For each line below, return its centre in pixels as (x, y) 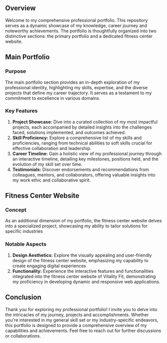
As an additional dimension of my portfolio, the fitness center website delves (83, 221)
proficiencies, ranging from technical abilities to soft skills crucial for (82, 143)
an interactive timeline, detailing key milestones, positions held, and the (85, 159)
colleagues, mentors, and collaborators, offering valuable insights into (84, 174)
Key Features (22, 111)
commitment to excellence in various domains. (53, 98)
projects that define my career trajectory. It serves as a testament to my (79, 93)
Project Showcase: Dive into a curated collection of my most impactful (85, 122)
